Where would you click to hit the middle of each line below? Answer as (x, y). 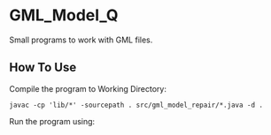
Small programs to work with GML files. (81, 40)
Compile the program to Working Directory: (88, 88)
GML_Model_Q (64, 15)
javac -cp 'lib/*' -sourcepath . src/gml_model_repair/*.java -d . (136, 105)
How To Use (43, 67)
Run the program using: (52, 121)
